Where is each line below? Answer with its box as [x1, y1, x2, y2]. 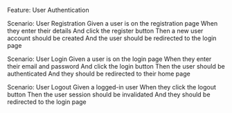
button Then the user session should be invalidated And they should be [7, 90, 211, 98]
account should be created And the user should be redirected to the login [7, 34, 217, 42]
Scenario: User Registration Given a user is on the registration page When [7, 19, 218, 27]
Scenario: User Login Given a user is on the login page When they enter [7, 55, 212, 63]
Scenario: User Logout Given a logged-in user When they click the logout [7, 83, 217, 91]
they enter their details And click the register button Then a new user [7, 27, 204, 35]
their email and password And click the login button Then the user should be [7, 62, 225, 70]
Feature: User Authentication [7, 6, 89, 14]
